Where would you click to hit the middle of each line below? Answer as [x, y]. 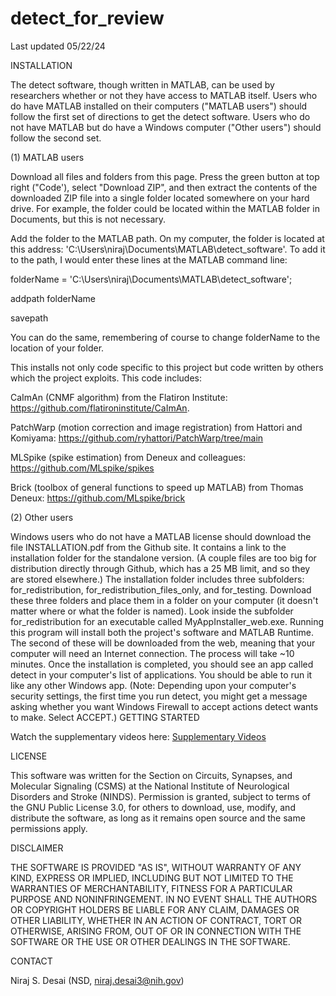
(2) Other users [42, 517]
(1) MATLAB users [47, 157]
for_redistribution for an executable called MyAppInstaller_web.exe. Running [167, 621]
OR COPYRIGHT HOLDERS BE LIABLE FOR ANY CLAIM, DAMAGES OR [155, 909]
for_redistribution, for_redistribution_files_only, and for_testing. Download [161, 589]
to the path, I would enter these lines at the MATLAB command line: [149, 259]
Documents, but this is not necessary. [88, 219]
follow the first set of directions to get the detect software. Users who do [160, 116]
